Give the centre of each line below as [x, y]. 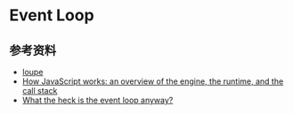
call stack [40, 91]
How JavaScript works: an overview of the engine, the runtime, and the [153, 81]
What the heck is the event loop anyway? [98, 100]
